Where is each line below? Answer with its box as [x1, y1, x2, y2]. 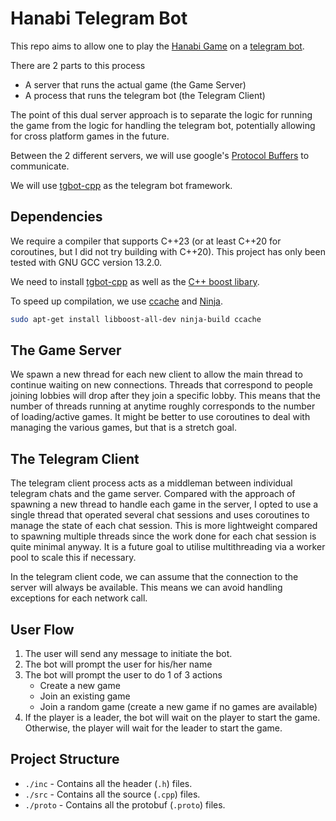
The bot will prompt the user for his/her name [24, 658, 213, 671]
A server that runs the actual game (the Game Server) [24, 78, 247, 91]
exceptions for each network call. [10, 592, 148, 604]
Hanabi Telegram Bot [10, 7, 188, 30]
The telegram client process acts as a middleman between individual [10, 477, 293, 489]
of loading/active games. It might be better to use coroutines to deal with [10, 411, 311, 423]
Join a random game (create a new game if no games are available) [39, 701, 318, 713]
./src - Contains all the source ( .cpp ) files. [24, 788, 201, 800]
